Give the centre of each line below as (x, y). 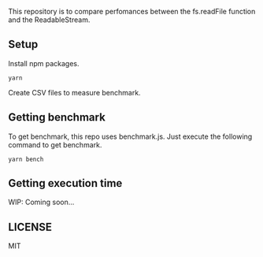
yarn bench (26, 159)
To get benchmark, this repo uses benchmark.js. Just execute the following (130, 136)
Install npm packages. (44, 63)
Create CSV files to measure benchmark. (74, 92)
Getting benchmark (57, 117)
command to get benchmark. (55, 144)
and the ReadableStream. (49, 20)
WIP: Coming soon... (41, 202)
